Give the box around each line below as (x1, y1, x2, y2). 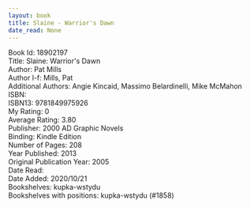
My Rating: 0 (8, 107, 50, 116)
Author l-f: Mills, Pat (8, 73, 73, 83)
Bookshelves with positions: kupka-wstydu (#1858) (8, 191, 175, 200)
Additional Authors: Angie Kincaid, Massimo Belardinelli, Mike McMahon (8, 81, 243, 91)
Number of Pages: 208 (8, 140, 83, 150)
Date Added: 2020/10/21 (8, 174, 88, 183)
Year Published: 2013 (8, 149, 77, 158)
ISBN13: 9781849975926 (8, 98, 89, 108)
